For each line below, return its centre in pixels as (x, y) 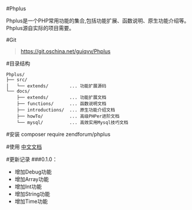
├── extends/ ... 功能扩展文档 (62, 97)
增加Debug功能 (33, 172)
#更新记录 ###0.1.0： (32, 159)
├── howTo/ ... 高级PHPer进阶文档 (68, 116)
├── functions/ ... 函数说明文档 (62, 104)
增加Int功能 (28, 186)
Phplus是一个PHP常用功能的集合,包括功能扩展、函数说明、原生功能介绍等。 (98, 21)
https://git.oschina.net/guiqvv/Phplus (65, 51)
